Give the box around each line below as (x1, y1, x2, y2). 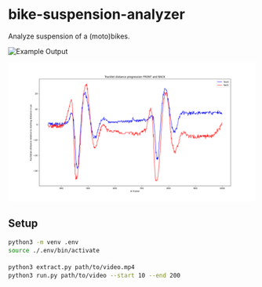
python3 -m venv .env (8, 238, 79, 246)
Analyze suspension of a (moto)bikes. (8, 31, 130, 41)
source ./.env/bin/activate (8, 247, 100, 255)
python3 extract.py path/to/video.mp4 (8, 263, 135, 271)
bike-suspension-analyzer (8, 5, 186, 24)
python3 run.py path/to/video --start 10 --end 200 (8, 271, 180, 279)
